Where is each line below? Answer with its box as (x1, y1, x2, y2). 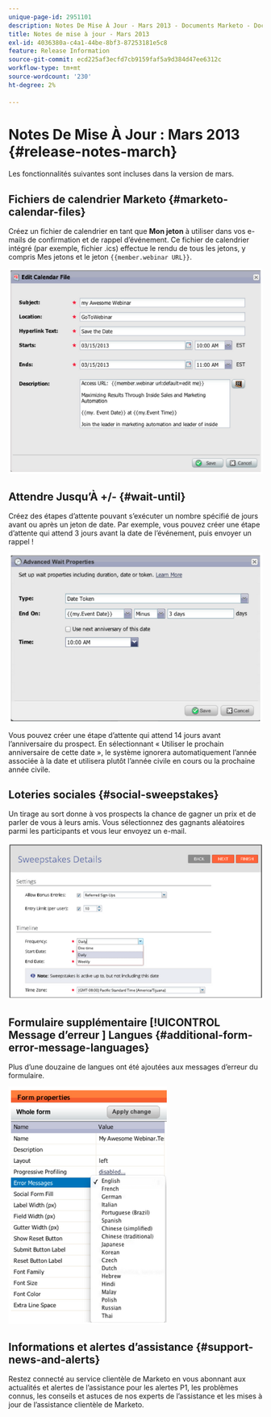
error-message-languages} (8, 1040, 150, 1054)
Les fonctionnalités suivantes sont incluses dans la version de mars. (8, 169, 235, 179)
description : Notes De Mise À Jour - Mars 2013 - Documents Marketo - (8, 21, 251, 30)
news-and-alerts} (8, 1352, 101, 1366)
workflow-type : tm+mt (8, 65, 81, 73)
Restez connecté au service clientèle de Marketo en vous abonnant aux (8, 1374, 246, 1384)
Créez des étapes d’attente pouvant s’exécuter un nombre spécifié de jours (8, 511, 259, 521)
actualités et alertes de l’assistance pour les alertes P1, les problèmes (8, 1383, 239, 1393)
